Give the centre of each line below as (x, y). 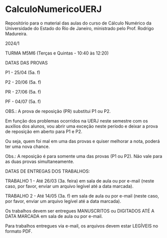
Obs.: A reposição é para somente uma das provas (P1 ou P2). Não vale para (84, 156)
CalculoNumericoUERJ (54, 9)
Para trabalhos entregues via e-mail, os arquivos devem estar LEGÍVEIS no (82, 225)
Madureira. (16, 33)
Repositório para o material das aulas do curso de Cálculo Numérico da (78, 23)
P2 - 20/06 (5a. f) (23, 82)
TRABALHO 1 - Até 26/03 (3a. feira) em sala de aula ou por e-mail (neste (80, 180)
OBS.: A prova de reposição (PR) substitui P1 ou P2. (58, 111)
